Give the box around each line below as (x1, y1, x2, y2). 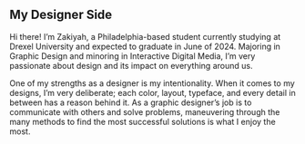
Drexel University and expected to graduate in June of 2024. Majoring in (9, 41, 280, 52)
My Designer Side (9, 7, 113, 23)
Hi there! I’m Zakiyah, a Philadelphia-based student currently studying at (9, 31, 281, 42)
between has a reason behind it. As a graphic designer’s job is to (9, 97, 252, 108)
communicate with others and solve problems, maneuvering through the (9, 106, 280, 117)
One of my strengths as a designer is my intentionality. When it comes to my (9, 77, 296, 89)
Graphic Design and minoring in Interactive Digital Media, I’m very (9, 50, 256, 62)
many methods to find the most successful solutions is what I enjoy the (9, 116, 276, 127)
